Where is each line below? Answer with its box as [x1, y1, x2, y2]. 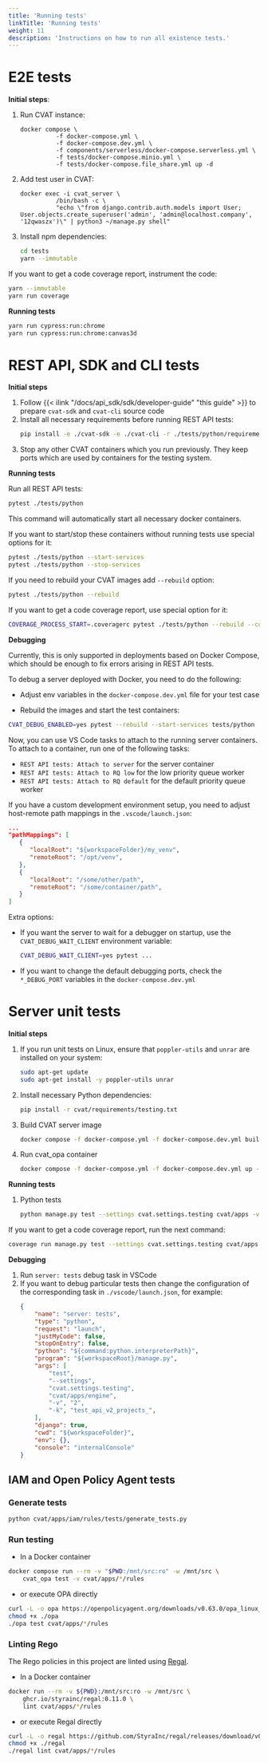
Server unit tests [8, 1003, 121, 1021]
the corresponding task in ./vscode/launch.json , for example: [19, 1288, 223, 1297]
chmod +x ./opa [8, 1612, 59, 1620]
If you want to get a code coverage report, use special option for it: [8, 605, 229, 614]
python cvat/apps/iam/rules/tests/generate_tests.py [8, 1515, 187, 1524]
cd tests [19, 247, 49, 255]
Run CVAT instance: [19, 110, 85, 120]
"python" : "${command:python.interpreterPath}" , [34, 1347, 199, 1355]
